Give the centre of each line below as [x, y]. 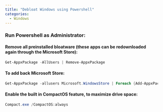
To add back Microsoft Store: [35, 73]
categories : [17, 14]
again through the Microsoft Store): [41, 52]
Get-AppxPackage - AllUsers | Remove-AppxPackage [55, 62]
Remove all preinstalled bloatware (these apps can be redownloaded [76, 47]
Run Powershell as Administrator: [45, 35]
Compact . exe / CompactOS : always [37, 104]
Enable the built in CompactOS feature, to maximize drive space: [72, 94]
